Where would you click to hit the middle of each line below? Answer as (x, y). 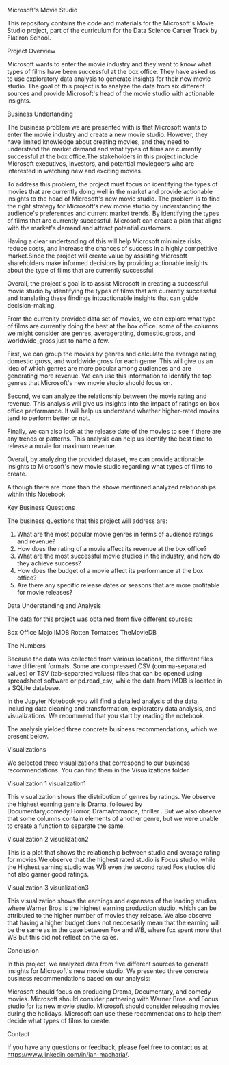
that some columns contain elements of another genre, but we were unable (113, 819)
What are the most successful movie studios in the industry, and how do (119, 556)
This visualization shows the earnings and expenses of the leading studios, (113, 901)
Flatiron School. (29, 38)
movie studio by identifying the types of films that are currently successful (112, 291)
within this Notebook (36, 494)
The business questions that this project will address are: (87, 521)
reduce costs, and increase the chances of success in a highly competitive (112, 248)
